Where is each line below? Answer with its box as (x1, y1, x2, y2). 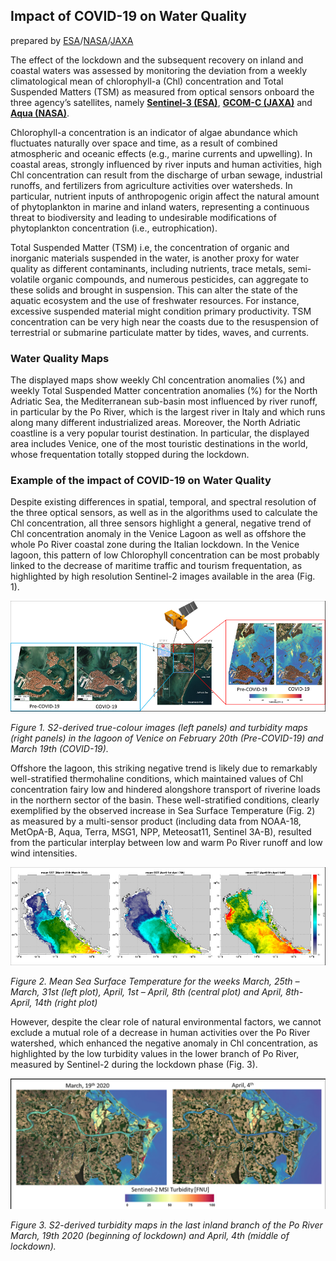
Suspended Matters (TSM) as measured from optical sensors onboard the (10, 85, 315, 98)
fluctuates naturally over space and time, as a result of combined (10, 137, 278, 149)
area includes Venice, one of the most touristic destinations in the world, (10, 438, 309, 450)
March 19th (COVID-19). (10, 742, 109, 754)
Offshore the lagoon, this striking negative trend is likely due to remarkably (10, 762, 318, 774)
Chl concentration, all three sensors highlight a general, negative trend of (10, 517, 312, 529)
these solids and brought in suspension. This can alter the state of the (10, 284, 298, 296)
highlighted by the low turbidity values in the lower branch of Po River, (10, 1047, 300, 1059)
